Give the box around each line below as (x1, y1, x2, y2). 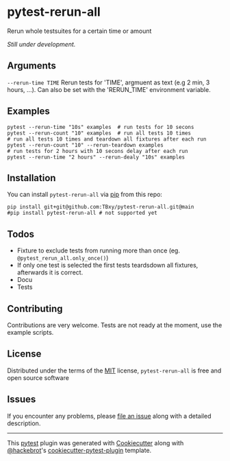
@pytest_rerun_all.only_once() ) (16, 254, 109, 262)
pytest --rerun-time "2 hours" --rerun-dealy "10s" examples (7, 154, 186, 161)
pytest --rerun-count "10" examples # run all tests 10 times (7, 130, 192, 137)
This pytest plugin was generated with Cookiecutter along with (7, 438, 184, 447)
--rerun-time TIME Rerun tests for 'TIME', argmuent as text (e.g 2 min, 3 (7, 78, 210, 86)
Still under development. (7, 40, 76, 48)
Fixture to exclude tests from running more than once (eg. (16, 246, 180, 255)
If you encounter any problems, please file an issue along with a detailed (7, 412, 212, 420)
